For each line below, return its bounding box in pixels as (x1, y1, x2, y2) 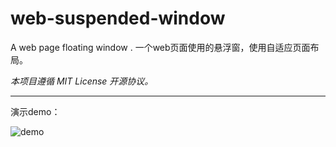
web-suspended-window (10, 7, 226, 30)
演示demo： (10, 105, 61, 117)
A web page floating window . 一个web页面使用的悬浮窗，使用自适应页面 (10, 41, 311, 53)
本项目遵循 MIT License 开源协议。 (10, 75, 154, 87)
